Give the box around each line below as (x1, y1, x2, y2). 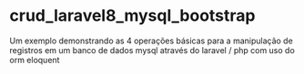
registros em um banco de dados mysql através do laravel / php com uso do (9, 44, 296, 55)
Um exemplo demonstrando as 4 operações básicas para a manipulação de (9, 35, 293, 46)
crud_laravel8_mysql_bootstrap (9, 5, 256, 26)
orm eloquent (9, 54, 60, 65)
